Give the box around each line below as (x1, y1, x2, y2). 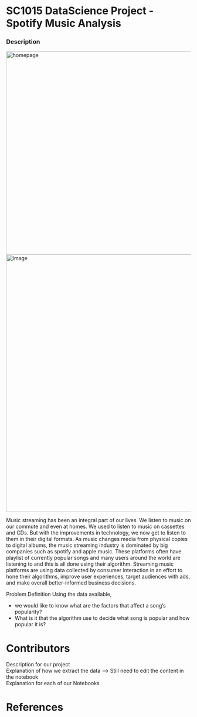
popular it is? (14, 621, 46, 628)
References (6, 701, 63, 713)
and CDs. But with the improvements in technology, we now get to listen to (6, 529, 186, 536)
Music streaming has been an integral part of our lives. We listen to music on (6, 517, 191, 524)
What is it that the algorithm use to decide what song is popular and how (14, 615, 190, 622)
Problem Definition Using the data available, (6, 590, 112, 598)
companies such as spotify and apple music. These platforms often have (6, 548, 182, 555)
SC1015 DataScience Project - (6, 4, 154, 18)
